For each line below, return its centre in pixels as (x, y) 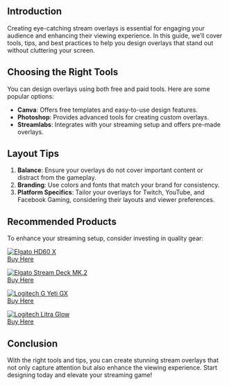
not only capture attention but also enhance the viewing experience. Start (112, 368)
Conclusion (33, 343)
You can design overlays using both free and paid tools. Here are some (109, 89)
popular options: (31, 96)
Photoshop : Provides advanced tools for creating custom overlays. (113, 117)
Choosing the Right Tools (63, 72)
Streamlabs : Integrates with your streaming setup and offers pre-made (119, 124)
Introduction (35, 11)
